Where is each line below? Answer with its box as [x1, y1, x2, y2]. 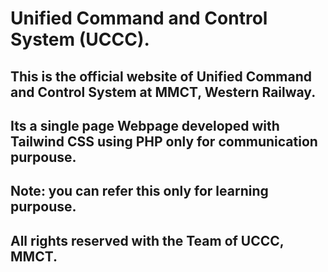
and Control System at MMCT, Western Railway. [10, 83, 317, 101]
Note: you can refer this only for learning [10, 183, 269, 200]
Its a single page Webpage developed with [10, 117, 280, 134]
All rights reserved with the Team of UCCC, [10, 232, 285, 249]
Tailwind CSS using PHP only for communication [10, 133, 318, 150]
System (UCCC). [10, 28, 150, 51]
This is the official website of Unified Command [10, 68, 312, 85]
